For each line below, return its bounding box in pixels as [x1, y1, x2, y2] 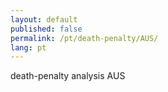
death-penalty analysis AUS [10, 70, 126, 82]
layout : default [10, 14, 78, 25]
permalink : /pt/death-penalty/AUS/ [10, 33, 159, 43]
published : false [10, 24, 83, 34]
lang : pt [10, 42, 47, 53]
